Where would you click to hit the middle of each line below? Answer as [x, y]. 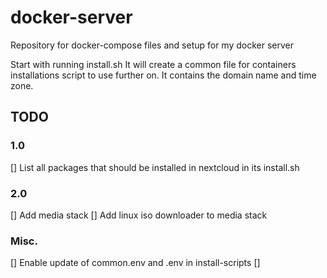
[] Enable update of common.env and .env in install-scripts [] [135, 263]
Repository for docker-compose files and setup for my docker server [152, 45]
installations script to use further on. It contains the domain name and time [163, 75]
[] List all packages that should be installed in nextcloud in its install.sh [155, 167]
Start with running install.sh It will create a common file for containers [153, 64]
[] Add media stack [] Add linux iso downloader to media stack [139, 215]
